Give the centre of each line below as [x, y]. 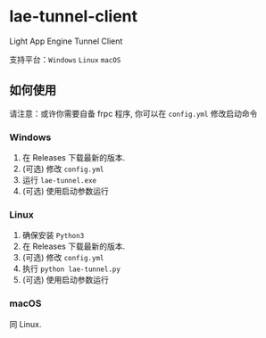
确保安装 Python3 [53, 235]
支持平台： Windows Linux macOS [65, 59]
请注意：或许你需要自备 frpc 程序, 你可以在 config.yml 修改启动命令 [133, 113]
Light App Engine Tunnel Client [66, 41]
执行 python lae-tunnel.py [71, 268]
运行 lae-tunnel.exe [59, 180]
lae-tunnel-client [74, 16]
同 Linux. [25, 324]
